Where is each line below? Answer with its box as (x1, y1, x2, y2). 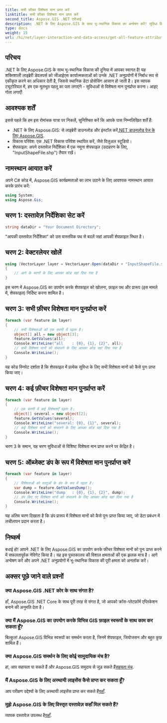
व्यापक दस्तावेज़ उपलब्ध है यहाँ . (5, 712, 52, 718)
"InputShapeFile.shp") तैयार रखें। (12, 149, 76, 155)
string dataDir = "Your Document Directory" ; (5, 225, 101, 230)
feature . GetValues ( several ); (14, 416, 75, 421)
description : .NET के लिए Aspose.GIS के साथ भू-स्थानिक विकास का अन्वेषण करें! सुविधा (5, 21, 158, 26)
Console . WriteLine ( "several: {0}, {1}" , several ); (14, 420, 121, 426)
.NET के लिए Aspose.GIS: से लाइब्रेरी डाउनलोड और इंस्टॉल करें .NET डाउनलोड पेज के (12, 127, 156, 133)
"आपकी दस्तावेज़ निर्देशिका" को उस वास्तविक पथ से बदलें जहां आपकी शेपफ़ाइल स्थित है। (5, 234, 145, 240)
